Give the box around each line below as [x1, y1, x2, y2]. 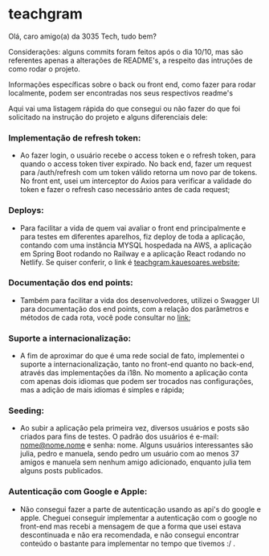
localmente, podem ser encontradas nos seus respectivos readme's [8, 88, 234, 97]
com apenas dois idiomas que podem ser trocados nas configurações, [19, 377, 254, 386]
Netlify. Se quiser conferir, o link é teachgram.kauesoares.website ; [19, 257, 241, 267]
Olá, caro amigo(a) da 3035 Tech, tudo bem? [8, 31, 157, 41]
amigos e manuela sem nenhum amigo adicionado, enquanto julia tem [19, 457, 251, 467]
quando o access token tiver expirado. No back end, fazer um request [19, 159, 252, 169]
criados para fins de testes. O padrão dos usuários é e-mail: [19, 431, 219, 442]
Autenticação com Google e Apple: [8, 486, 148, 497]
